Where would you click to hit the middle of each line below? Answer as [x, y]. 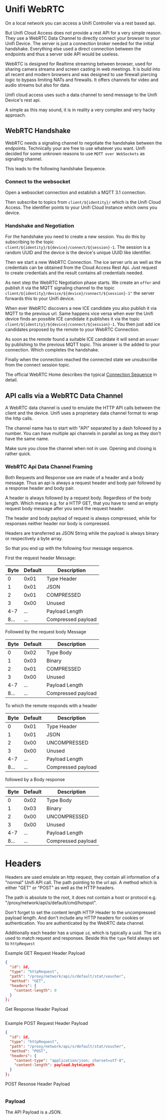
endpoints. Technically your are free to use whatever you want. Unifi [75, 148]
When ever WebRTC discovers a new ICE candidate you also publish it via [81, 308]
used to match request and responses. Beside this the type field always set [82, 938]
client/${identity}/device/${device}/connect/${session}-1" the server [80, 293]
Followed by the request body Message [46, 632]
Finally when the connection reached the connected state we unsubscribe [81, 359]
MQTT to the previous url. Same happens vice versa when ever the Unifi [79, 313]
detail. [12, 380]
